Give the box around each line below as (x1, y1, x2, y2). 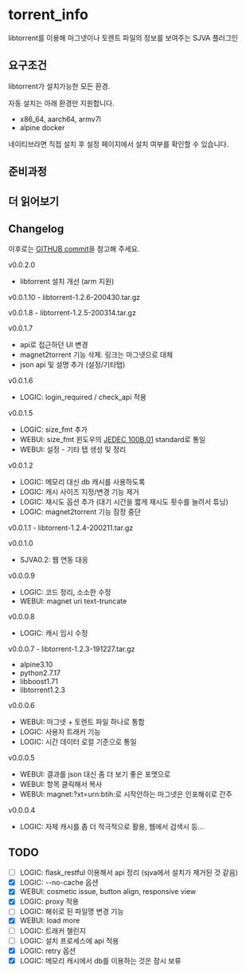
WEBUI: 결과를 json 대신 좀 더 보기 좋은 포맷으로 (19, 769, 171, 779)
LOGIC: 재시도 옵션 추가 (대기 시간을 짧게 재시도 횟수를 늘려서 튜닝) (19, 497, 229, 507)
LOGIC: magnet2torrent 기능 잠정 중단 (19, 507, 142, 516)
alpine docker (19, 122, 65, 133)
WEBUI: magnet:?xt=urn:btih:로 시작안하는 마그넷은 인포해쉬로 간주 (19, 789, 232, 799)
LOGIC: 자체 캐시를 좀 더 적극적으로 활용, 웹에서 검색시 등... (19, 822, 205, 832)
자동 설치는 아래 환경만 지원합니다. (8, 98, 115, 108)
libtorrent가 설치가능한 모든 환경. (8, 81, 111, 91)
